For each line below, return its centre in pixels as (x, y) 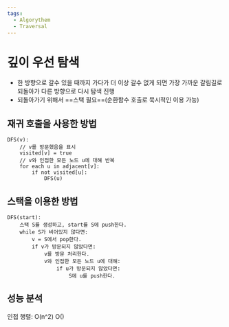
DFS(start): (24, 217)
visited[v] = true (46, 153)
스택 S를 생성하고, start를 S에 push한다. (73, 225)
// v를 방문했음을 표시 (48, 147)
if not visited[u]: (60, 172)
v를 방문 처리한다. (67, 254)
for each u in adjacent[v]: (59, 167)
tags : (15, 13)
